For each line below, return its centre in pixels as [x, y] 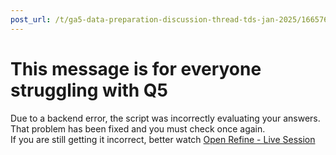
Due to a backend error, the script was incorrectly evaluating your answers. [165, 118]
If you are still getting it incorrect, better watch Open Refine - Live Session [163, 139]
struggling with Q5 [89, 90]
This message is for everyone [136, 68]
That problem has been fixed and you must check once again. [138, 128]
